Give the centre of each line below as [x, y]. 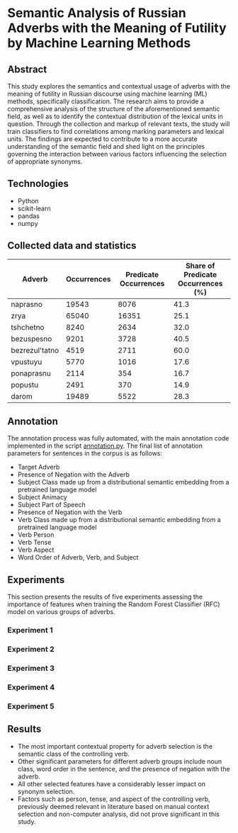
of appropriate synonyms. [45, 161]
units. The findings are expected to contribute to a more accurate [102, 139]
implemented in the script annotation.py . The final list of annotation [105, 446]
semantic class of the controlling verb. [73, 754]
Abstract [27, 69]
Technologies [38, 184]
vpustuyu [27, 361]
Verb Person [36, 535]
